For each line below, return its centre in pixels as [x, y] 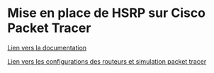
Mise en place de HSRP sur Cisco [106, 13]
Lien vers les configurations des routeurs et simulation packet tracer [107, 61]
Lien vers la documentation [47, 47]
